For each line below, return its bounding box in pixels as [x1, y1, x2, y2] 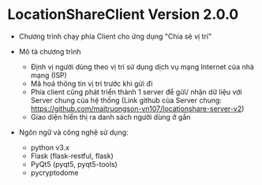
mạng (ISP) [30, 70, 68, 80]
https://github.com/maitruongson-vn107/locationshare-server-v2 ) [30, 104, 245, 113]
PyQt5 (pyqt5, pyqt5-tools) [30, 159, 118, 168]
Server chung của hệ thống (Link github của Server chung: [30, 95, 223, 105]
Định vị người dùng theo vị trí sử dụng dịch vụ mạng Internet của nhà [30, 61, 254, 72]
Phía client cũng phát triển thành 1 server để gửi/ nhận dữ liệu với [30, 87, 242, 96]
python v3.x [30, 142, 70, 152]
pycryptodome [30, 168, 79, 177]
